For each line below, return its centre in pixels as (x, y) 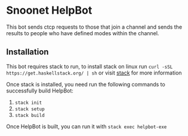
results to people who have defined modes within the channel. (83, 33)
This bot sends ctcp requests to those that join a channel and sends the (94, 27)
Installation (27, 52)
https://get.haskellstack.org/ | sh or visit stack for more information (94, 73)
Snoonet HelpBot (49, 10)
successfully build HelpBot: (40, 91)
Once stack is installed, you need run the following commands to (86, 84)
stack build (30, 115)
